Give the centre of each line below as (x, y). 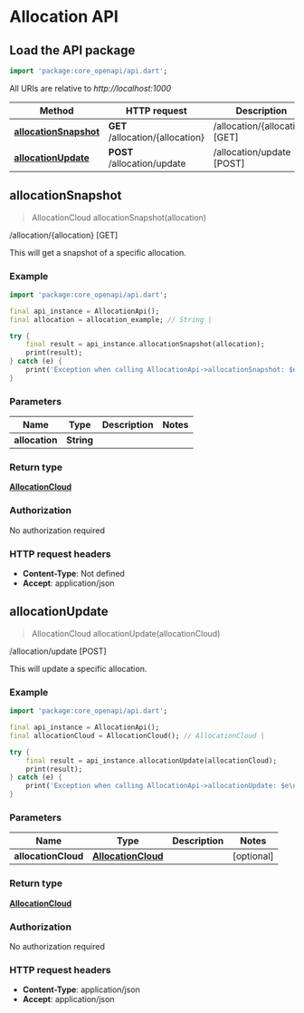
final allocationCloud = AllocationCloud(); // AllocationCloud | (137, 735)
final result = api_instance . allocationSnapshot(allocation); (145, 345)
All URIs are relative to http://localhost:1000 (90, 88)
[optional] (253, 856)
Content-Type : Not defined (73, 574)
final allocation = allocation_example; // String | (111, 319)
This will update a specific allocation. (78, 668)
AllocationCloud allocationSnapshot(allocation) (119, 217)
